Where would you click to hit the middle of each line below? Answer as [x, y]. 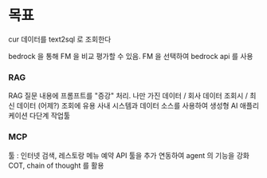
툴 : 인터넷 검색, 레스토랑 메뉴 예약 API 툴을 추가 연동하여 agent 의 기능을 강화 [129, 155]
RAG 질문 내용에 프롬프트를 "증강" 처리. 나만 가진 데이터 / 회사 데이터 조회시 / [128, 96]
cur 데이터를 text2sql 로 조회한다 [60, 39]
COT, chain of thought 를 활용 [56, 165]
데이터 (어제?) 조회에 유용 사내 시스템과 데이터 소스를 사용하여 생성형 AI [127, 106]
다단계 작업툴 [49, 116]
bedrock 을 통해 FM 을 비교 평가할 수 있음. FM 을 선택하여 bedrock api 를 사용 [131, 56]
